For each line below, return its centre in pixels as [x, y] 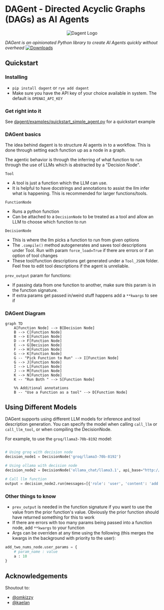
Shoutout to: [18, 588]
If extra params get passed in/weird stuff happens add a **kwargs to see [85, 296]
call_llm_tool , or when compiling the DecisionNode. [58, 430]
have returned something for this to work [53, 517]
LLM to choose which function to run [49, 222]
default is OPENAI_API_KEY [37, 98]
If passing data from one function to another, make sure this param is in [84, 285]
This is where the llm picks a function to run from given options [75, 240]
